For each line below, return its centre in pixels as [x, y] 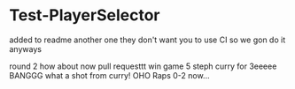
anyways [26, 48]
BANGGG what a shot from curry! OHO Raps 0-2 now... [109, 75]
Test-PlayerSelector [85, 15]
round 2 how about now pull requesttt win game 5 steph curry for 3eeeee [143, 66]
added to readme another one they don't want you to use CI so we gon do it [147, 40]
